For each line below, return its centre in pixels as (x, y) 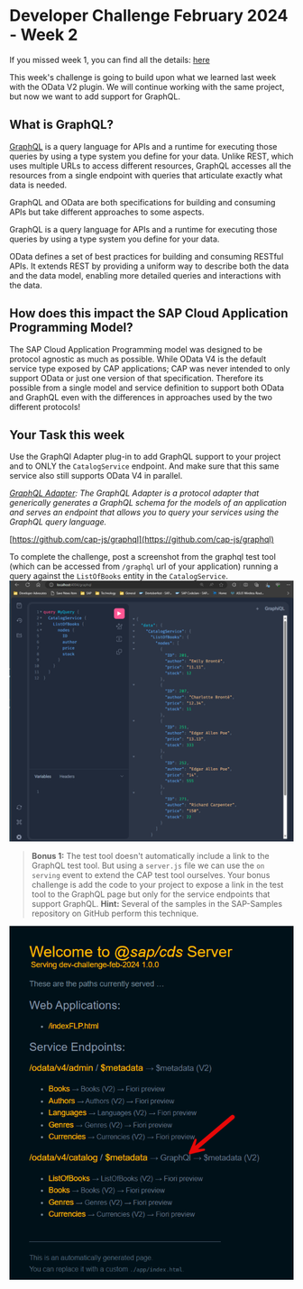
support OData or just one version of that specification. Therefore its (137, 378)
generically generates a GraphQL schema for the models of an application (148, 503)
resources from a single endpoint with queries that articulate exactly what (146, 175)
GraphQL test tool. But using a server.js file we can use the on (148, 865)
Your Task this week (67, 435)
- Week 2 (44, 35)
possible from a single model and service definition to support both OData (147, 388)
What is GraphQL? (62, 125)
